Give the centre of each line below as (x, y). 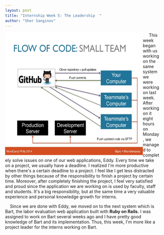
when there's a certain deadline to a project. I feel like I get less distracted (80, 171)
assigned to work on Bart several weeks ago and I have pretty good (73, 217)
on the (149, 61)
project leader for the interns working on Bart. (51, 227)
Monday (151, 134)
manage (151, 145)
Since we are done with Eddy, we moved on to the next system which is (82, 207)
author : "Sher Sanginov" (30, 21)
